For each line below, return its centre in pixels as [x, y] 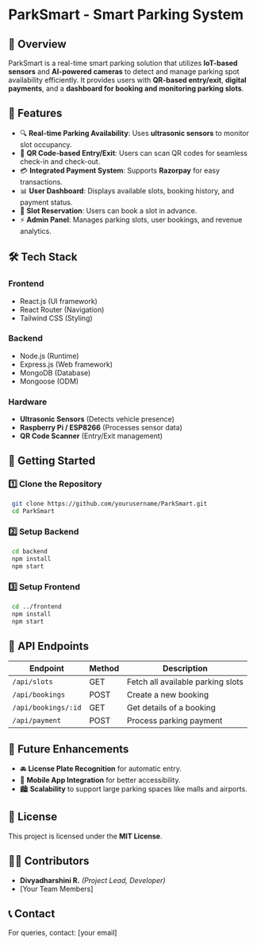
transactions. [41, 181]
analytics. [35, 231]
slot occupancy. [46, 144]
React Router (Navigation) [62, 309]
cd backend [29, 551]
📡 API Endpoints [49, 646]
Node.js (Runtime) [49, 356]
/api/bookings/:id [47, 708]
